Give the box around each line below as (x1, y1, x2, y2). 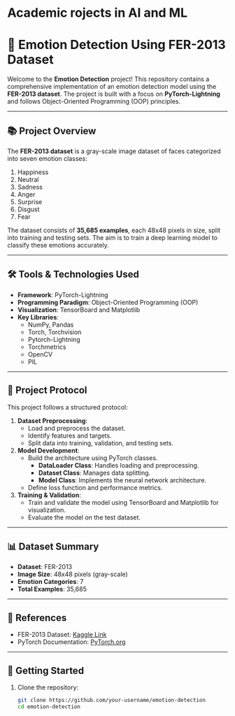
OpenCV (27, 350, 53, 358)
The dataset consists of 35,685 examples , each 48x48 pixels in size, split (7, 226, 221, 234)
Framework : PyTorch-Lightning (17, 290, 108, 299)
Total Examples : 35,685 (17, 585, 87, 594)
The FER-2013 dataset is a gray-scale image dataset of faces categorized (7, 147, 222, 155)
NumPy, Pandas (27, 320, 74, 329)
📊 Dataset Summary (7, 540, 99, 552)
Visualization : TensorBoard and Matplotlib (17, 306, 141, 314)
